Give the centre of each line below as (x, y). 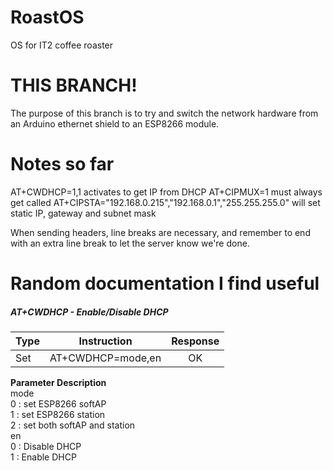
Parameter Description (58, 382)
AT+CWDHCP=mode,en (105, 358)
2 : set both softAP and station (73, 425)
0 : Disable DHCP (46, 446)
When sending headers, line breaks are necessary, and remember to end (160, 232)
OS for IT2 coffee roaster (62, 45)
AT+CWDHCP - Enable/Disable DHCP (89, 312)
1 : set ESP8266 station (58, 414)
